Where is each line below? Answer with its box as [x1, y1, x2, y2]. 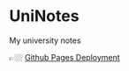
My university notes [9, 35, 81, 46]
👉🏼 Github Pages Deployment [9, 52, 121, 62]
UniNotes [9, 6, 80, 26]
